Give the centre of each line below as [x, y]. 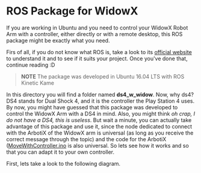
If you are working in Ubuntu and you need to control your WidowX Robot [97, 28]
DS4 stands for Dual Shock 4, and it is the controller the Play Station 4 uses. [100, 101]
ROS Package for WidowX [72, 11]
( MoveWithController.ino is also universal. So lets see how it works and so [98, 145]
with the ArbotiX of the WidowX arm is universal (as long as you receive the [100, 133]
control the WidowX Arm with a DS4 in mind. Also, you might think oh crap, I [101, 114]
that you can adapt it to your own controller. [60, 152]
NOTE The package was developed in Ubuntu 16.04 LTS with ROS [103, 76]
